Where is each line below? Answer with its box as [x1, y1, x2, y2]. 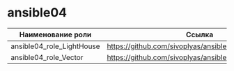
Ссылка [185, 30, 214, 39]
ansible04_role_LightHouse [10, 41, 100, 51]
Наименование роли [19, 30, 92, 39]
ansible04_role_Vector [10, 52, 84, 62]
